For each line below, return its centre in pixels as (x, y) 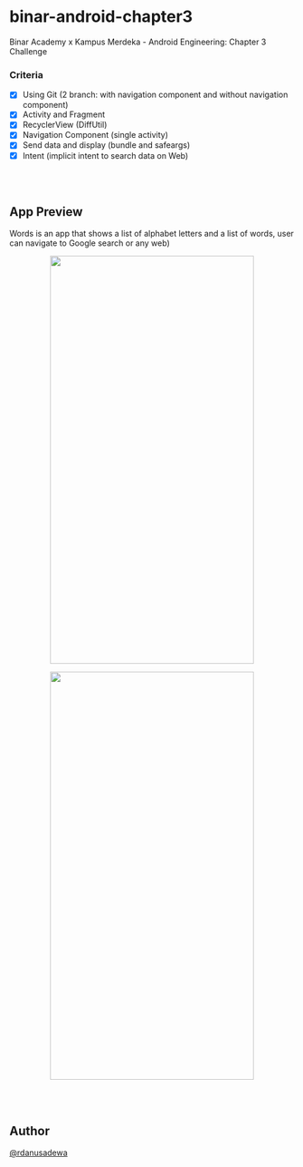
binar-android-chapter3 (101, 17)
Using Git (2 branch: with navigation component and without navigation (155, 95)
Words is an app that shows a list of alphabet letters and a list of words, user (151, 234)
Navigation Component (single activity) (95, 135)
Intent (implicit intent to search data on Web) (105, 155)
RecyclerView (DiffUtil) (65, 125)
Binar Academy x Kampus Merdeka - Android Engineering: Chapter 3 (138, 42)
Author (29, 1131)
